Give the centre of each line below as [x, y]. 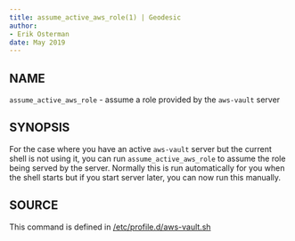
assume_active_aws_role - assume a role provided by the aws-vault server [145, 100]
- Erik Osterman [39, 34]
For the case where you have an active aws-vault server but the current [140, 149]
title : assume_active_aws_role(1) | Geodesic [95, 17]
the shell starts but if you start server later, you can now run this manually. [145, 177]
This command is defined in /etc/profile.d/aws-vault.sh [110, 227]
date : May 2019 [37, 42]
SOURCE [34, 205]
